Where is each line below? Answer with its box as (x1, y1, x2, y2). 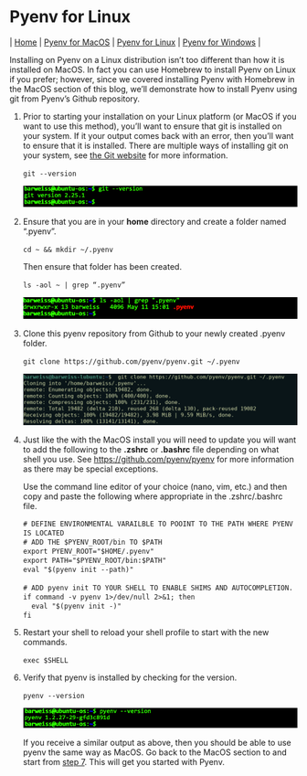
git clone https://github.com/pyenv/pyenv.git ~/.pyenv (22, 357, 240, 367)
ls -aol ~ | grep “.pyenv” (22, 281, 126, 290)
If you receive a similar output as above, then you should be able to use (22, 738, 291, 749)
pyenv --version (22, 691, 85, 700)
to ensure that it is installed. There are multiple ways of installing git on (22, 140, 290, 151)
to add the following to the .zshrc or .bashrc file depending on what (22, 443, 280, 454)
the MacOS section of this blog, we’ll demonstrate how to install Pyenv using (9, 83, 298, 94)
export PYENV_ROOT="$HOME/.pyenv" (22, 547, 154, 556)
